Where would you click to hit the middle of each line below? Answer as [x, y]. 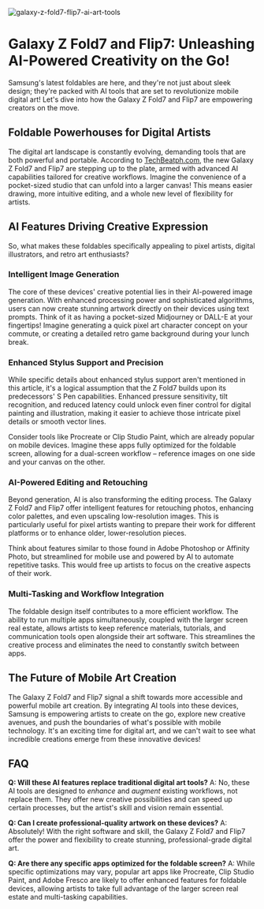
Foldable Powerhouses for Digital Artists [110, 133]
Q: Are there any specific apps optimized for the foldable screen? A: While [132, 863]
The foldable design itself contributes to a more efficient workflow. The [123, 611]
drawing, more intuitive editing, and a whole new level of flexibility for [121, 193]
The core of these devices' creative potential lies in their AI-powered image [130, 291]
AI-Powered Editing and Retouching [78, 483]
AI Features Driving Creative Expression [108, 227]
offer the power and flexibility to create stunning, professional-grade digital [130, 840]
